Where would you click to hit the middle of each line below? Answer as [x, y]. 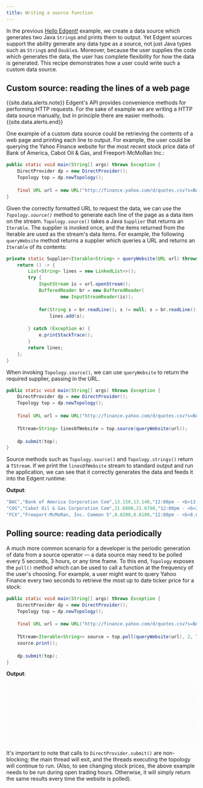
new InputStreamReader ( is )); [97, 297]
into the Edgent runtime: [36, 479]
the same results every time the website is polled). [69, 779]
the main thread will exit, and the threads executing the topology [111, 760]
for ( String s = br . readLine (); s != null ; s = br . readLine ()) [118, 309]
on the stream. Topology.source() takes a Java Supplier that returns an [95, 221]
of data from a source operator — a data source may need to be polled [94, 554]
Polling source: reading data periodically [84, 534]
